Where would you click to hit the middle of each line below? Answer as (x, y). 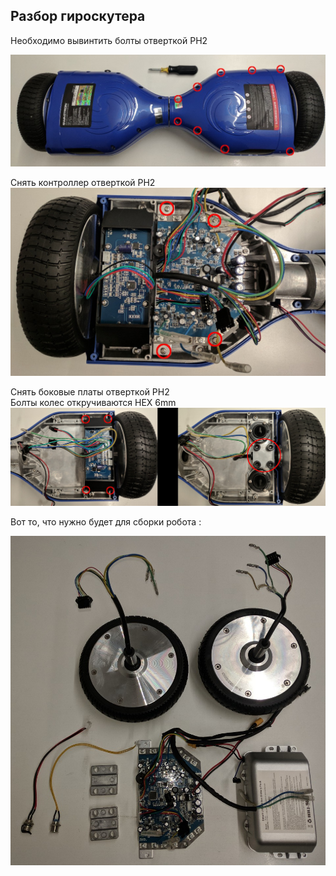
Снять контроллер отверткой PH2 (83, 182)
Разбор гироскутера (78, 16)
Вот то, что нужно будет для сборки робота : (106, 522)
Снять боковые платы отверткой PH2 (90, 392)
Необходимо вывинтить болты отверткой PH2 (109, 40)
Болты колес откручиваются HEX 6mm (93, 403)
